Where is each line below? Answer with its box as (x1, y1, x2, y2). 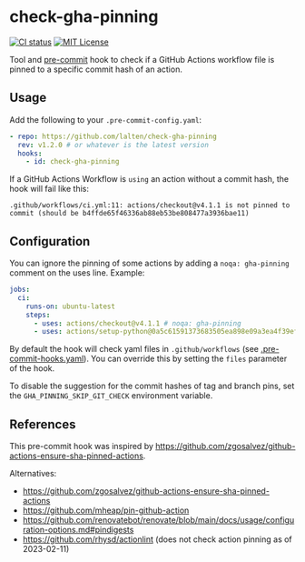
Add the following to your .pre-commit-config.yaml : (9, 114, 202, 125)
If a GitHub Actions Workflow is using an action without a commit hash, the (9, 174, 289, 185)
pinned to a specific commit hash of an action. (9, 64, 183, 75)
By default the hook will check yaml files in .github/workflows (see (9, 344, 259, 355)
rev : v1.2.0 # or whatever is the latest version (17, 140, 209, 149)
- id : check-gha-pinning (25, 157, 120, 166)
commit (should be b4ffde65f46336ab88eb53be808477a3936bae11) (9, 209, 250, 218)
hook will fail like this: (9, 184, 89, 195)
